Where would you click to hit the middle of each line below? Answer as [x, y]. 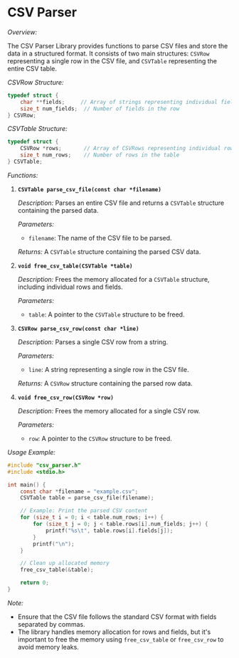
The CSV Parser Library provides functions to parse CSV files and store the [118, 46]
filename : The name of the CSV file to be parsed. [100, 238]
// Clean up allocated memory [65, 563]
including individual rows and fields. [70, 287]
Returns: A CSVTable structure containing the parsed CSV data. [109, 251]
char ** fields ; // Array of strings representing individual [119, 102]
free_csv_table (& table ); [57, 570]
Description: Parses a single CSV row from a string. [93, 341]
